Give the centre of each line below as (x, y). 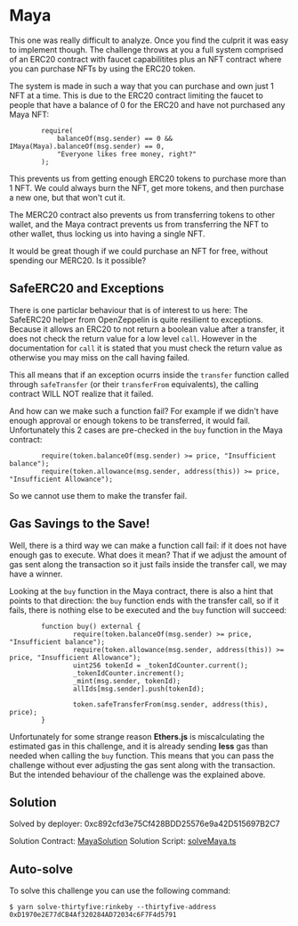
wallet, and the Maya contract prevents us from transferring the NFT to (139, 224)
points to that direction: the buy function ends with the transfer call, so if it (144, 600)
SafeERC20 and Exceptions (87, 289)
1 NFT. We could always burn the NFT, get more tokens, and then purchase (147, 187)
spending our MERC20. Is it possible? (78, 260)
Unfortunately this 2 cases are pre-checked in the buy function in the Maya (146, 430)
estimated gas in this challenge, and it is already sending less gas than (139, 746)
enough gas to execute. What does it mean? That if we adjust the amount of (148, 555)
